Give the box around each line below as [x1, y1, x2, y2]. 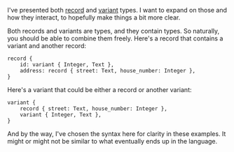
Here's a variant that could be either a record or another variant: [7, 86, 192, 93]
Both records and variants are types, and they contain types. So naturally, [7, 27, 220, 35]
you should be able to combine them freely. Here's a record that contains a [7, 34, 223, 43]
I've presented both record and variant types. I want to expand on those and [7, 6, 228, 14]
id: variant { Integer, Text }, [20, 61, 114, 68]
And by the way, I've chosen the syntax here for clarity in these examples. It [7, 130, 226, 138]
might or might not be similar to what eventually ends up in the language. [7, 137, 218, 145]
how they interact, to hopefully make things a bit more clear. [7, 13, 181, 22]
